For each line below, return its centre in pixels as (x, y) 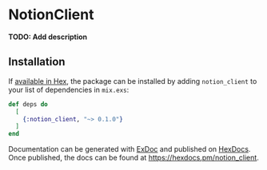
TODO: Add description (48, 37)
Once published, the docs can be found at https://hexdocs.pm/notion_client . (134, 158)
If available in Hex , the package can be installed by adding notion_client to (133, 81)
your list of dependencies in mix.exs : (69, 89)
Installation (37, 62)
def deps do (28, 104)
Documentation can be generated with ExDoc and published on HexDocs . (130, 149)
